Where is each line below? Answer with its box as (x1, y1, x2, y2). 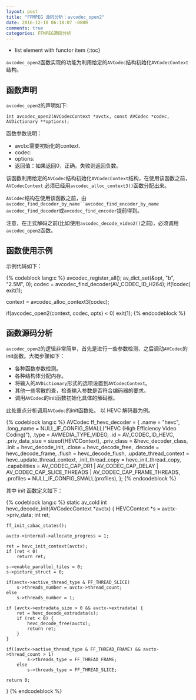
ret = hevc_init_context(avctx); (6, 543, 88, 549)
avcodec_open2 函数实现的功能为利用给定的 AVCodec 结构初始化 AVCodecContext (6, 59, 189, 66)
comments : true (6, 25, 44, 31)
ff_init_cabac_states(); (6, 522, 67, 529)
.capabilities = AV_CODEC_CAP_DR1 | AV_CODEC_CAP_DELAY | (6, 462, 159, 469)
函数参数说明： (6, 130, 42, 137)
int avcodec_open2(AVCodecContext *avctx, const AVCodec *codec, (6, 113, 170, 120)
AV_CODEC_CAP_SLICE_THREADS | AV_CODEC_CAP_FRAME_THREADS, (6, 469, 181, 476)
